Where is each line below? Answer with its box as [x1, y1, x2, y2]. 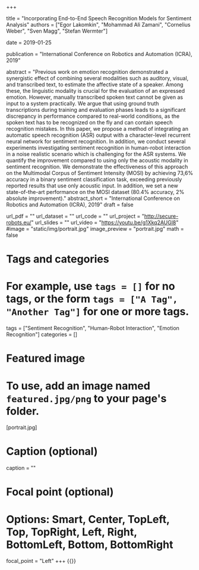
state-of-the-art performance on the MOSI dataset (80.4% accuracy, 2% [6, 189, 185, 195]
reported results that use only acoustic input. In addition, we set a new [6, 182, 178, 189]
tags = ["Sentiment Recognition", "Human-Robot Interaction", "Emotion [6, 325, 180, 332]
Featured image [6, 352, 85, 365]
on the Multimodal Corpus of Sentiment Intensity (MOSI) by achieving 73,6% [6, 170, 194, 176]
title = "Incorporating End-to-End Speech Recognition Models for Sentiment [6, 15, 192, 21]
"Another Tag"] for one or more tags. [6, 305, 189, 318]
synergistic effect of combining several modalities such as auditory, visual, [6, 75, 189, 82]
